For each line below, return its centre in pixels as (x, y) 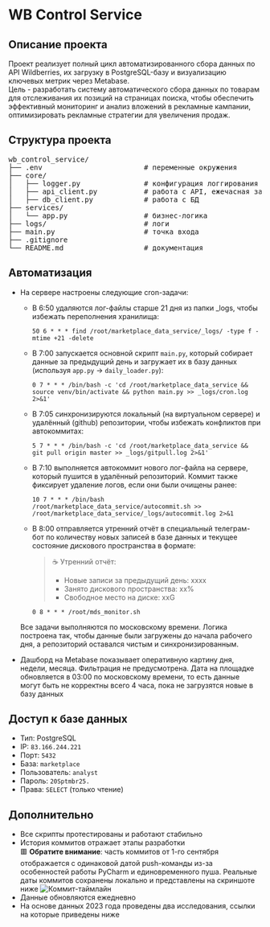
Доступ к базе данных (68, 719)
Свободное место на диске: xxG (119, 597)
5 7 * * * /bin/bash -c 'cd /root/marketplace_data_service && (140, 445)
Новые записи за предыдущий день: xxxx (135, 580)
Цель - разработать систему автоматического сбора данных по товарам (134, 89)
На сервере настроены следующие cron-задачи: (104, 292)
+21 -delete (74, 338)
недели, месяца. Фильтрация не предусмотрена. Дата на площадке (137, 668)
